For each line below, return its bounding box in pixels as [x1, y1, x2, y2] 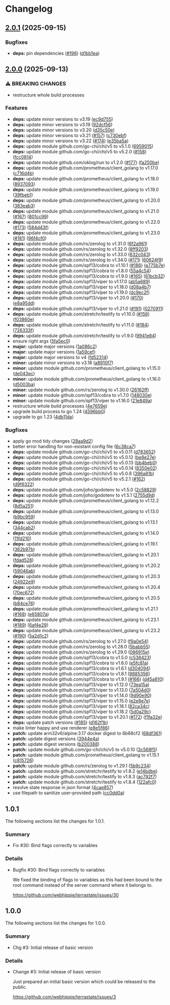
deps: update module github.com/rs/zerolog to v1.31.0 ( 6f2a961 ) [12, 240, 148, 247]
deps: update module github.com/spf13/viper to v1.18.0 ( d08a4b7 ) [12, 284, 151, 290]
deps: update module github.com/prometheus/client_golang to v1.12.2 [12, 498, 159, 504]
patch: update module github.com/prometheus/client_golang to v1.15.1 [12, 752, 159, 758]
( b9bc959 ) [12, 514, 36, 520]
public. [12, 984, 27, 990]
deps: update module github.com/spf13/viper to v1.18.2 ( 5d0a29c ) [12, 709, 151, 715]
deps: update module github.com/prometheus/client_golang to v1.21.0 [12, 208, 159, 214]
